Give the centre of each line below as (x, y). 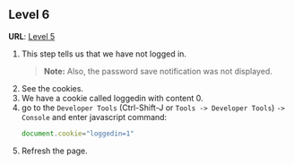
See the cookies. (52, 88)
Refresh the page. (55, 151)
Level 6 (29, 15)
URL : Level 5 (32, 36)
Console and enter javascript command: (94, 117)
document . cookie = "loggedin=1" (78, 134)
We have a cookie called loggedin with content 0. (112, 98)
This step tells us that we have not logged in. (104, 54)
